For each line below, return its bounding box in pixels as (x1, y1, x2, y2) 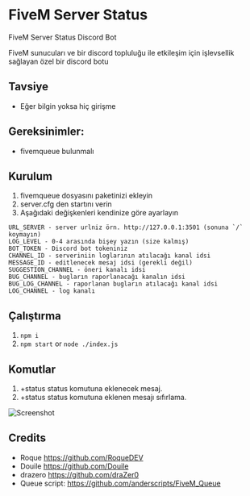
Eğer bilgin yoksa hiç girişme (19, 101, 116, 110)
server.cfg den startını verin (19, 199, 113, 209)
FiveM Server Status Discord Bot (8, 32, 117, 42)
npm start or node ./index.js (19, 339, 119, 348)
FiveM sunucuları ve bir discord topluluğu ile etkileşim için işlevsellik (8, 48, 235, 57)
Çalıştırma (8, 309, 62, 323)
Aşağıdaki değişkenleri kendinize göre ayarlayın (19, 208, 179, 218)
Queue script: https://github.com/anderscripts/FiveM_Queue (19, 478, 221, 488)
